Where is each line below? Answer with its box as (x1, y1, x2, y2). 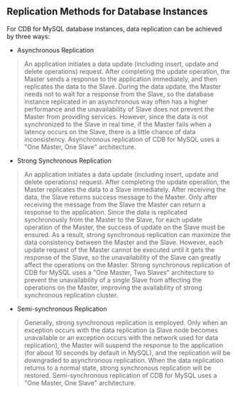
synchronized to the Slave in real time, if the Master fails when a (23, 120, 212, 128)
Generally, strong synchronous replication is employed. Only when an (23, 318, 228, 327)
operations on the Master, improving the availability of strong (23, 283, 202, 292)
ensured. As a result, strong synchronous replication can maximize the (23, 230, 231, 239)
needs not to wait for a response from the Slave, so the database (23, 89, 215, 98)
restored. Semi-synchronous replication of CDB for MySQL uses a (23, 371, 217, 379)
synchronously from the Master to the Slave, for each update (23, 215, 203, 224)
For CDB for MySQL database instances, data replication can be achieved (6, 24, 222, 33)
